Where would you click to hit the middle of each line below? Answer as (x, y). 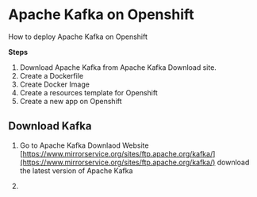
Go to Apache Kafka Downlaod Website (84, 145)
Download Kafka (50, 126)
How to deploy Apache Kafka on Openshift (78, 37)
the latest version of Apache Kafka (76, 170)
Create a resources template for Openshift (89, 92)
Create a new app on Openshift (71, 101)
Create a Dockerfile (52, 75)
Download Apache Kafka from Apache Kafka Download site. (118, 67)
